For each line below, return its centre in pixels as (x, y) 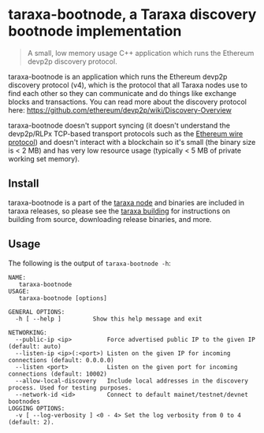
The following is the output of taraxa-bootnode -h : (89, 263)
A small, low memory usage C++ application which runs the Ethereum (141, 53)
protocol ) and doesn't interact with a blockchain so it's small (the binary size (132, 142)
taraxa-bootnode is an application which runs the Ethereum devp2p (118, 76)
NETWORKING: (28, 332)
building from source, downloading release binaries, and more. (110, 219)
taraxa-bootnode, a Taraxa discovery (132, 15)
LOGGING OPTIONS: (37, 408)
